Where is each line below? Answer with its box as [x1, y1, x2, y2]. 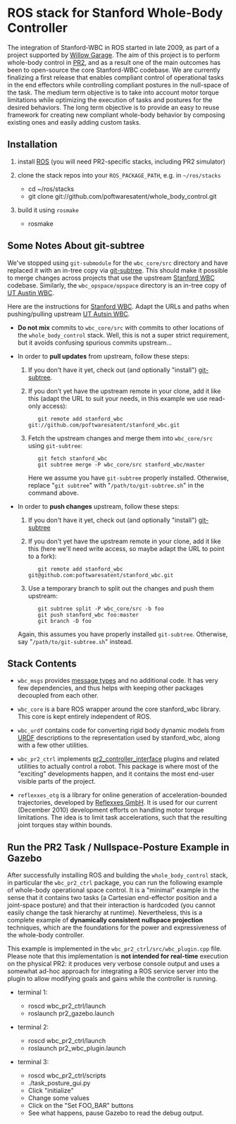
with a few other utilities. [17, 741, 89, 750]
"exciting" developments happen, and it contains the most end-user [17, 770, 215, 778]
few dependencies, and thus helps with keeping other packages [17, 684, 204, 692]
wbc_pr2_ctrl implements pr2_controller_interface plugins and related [17, 755, 220, 763]
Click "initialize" [27, 1087, 74, 1095]
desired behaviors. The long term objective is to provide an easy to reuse [7, 103, 220, 111]
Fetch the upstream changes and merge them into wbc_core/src [27, 433, 213, 442]
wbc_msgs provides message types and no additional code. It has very [17, 677, 218, 685]
